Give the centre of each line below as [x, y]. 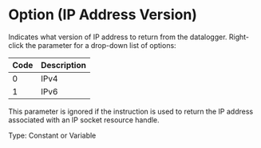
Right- [239, 37]
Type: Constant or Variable [52, 135]
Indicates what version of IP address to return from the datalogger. [118, 37]
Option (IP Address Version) [103, 15]
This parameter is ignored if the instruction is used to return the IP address [131, 111]
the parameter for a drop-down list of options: [101, 45]
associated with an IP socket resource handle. [84, 120]
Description [63, 65]
